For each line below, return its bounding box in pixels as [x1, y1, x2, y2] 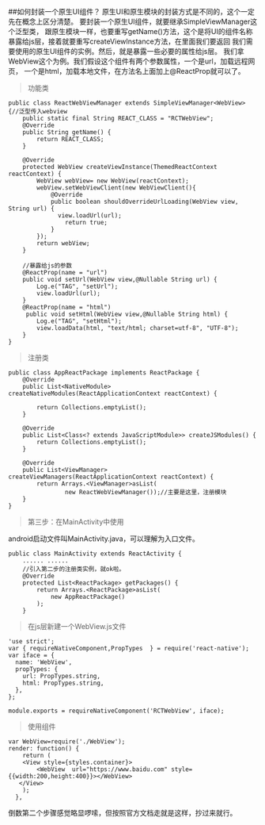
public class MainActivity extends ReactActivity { [8, 550, 182, 558]
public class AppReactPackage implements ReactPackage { [8, 369, 200, 377]
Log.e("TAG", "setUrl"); [36, 282, 119, 290]
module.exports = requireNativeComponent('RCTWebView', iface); [8, 707, 225, 715]
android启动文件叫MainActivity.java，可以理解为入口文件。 [8, 534, 200, 543]
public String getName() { [22, 129, 112, 136]
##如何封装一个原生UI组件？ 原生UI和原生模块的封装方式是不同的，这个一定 [8, 7, 256, 16]
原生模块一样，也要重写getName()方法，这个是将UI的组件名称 [51, 27, 253, 36]
